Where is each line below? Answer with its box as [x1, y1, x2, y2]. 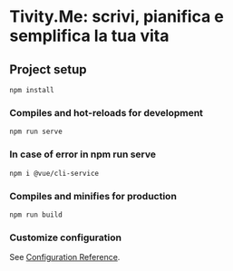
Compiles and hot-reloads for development [9, 106, 204, 119]
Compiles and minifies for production [9, 189, 177, 202]
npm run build [9, 210, 63, 219]
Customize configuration [9, 231, 122, 244]
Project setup [9, 62, 88, 77]
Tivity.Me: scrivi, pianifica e [9, 6, 224, 27]
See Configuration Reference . [9, 252, 121, 263]
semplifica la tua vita [9, 25, 170, 46]
